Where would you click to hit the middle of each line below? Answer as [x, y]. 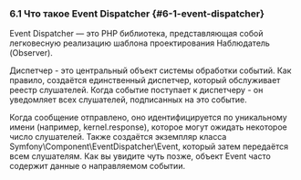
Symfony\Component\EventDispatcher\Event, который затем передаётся [149, 147]
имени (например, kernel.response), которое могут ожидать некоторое [148, 127]
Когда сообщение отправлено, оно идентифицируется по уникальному [148, 118]
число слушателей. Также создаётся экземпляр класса [118, 137]
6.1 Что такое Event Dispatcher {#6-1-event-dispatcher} [137, 14]
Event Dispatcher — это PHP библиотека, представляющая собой [136, 34]
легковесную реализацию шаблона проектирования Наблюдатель [140, 43]
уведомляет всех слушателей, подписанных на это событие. [129, 100]
